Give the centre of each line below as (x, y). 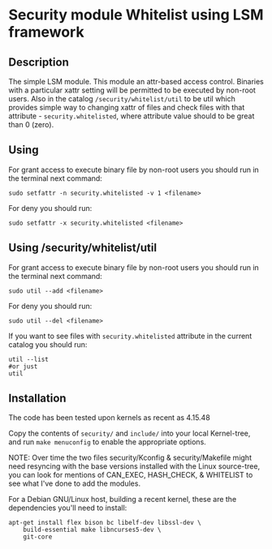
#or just (23, 367)
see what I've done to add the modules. (74, 483)
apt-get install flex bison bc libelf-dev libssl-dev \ (105, 523)
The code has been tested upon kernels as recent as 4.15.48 (110, 418)
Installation (37, 399)
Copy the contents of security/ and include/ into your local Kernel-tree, (130, 433)
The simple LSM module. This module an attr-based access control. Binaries (136, 81)
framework (46, 32)
